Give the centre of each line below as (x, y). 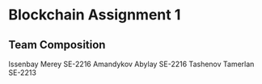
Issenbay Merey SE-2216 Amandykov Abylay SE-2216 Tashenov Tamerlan (131, 64)
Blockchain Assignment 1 (95, 15)
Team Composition (57, 45)
